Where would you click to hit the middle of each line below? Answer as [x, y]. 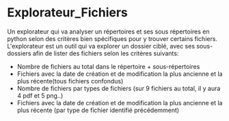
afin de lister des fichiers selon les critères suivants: [106, 53]
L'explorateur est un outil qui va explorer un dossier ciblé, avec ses [101, 46]
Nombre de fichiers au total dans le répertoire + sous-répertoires [108, 66]
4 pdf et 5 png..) [40, 95]
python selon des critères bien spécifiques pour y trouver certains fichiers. [112, 38]
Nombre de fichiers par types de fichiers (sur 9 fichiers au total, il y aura [119, 88]
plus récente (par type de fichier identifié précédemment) [98, 110]
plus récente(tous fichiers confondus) [70, 81]
